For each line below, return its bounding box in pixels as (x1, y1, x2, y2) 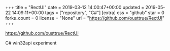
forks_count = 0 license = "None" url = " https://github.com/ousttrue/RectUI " (5, 15, 165, 21)
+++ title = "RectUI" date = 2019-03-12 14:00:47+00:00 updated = (5, 5, 145, 10)
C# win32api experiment (5, 40, 57, 46)
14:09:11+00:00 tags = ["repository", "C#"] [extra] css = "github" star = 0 (12, 10, 164, 16)
